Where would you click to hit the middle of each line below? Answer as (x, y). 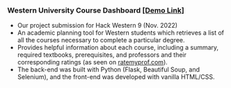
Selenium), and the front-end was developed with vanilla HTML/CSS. (116, 77)
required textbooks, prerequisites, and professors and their (102, 55)
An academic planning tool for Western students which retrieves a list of (121, 33)
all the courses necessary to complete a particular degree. (101, 40)
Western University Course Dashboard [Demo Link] (96, 10)
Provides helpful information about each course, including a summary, (118, 48)
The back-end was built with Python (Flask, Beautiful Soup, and (109, 70)
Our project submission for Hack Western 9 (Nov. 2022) (97, 26)
